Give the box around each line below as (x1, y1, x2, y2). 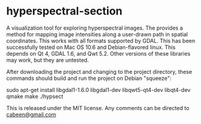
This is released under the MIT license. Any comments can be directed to (6, 104, 189, 111)
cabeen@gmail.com (6, 111, 56, 118)
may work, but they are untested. (6, 56, 89, 64)
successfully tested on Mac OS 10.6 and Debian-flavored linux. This (6, 44, 176, 51)
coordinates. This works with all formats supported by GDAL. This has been (6, 37, 196, 44)
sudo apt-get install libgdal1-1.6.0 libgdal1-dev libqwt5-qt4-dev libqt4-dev (6, 86, 191, 93)
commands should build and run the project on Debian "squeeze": (6, 74, 172, 82)
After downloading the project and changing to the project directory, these (6, 68, 192, 75)
